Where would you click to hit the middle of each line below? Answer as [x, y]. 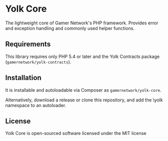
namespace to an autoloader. [36, 105]
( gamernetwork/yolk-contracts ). [38, 62]
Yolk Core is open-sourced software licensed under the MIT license [76, 133]
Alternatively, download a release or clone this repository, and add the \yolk [84, 100]
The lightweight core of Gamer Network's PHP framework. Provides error [82, 23]
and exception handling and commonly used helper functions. [70, 28]
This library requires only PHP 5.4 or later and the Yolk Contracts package [82, 56]
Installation [23, 78]
